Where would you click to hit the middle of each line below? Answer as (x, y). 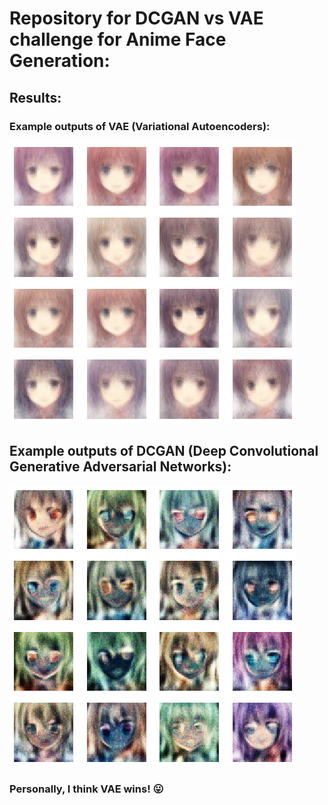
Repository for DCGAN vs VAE (136, 18)
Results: (35, 97)
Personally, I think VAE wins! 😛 (86, 789)
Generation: (60, 61)
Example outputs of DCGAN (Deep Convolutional (164, 451)
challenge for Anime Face (118, 39)
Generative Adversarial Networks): (120, 467)
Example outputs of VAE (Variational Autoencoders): (140, 126)
